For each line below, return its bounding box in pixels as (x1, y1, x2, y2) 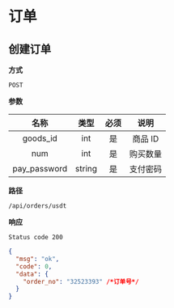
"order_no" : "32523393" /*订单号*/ (23, 277, 139, 285)
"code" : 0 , (15, 262, 53, 271)
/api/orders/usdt (8, 202, 67, 210)
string (75, 163, 98, 174)
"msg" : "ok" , (15, 255, 60, 263)
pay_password (12, 163, 68, 174)
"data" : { (15, 270, 49, 278)
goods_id (22, 133, 58, 144)
